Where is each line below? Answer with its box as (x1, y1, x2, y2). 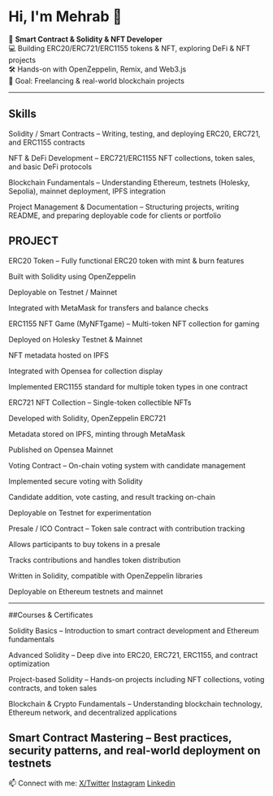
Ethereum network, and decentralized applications (8, 707, 177, 717)
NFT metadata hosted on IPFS (8, 350, 110, 360)
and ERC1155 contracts (8, 137, 85, 147)
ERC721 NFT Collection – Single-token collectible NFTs (8, 398, 192, 407)
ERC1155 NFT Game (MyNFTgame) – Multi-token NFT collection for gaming (8, 319, 260, 328)
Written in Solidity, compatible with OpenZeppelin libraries (8, 571, 203, 581)
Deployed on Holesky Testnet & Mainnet (8, 334, 143, 344)
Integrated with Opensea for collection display (8, 366, 163, 376)
